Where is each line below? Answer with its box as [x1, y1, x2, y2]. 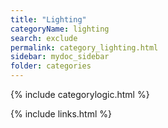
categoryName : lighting [10, 24, 110, 34]
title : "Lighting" [10, 14, 87, 25]
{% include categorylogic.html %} [10, 89, 150, 100]
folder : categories [10, 61, 92, 71]
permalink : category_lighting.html [10, 42, 159, 53]
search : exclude [10, 33, 78, 43]
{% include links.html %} [10, 108, 112, 120]
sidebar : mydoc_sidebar [10, 52, 110, 62]
